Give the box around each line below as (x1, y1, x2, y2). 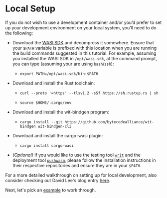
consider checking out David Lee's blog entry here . (5, 177, 111, 183)
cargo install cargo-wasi (19, 143, 74, 148)
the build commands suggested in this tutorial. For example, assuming (12, 50, 157, 56)
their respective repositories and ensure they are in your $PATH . (12, 162, 142, 168)
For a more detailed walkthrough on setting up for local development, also (5, 172, 157, 178)
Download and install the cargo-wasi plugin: (12, 132, 103, 138)
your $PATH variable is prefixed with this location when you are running (12, 45, 157, 51)
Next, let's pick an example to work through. (5, 187, 96, 193)
